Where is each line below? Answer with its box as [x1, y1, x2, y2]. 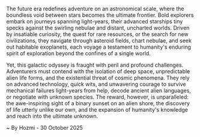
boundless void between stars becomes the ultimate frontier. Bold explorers [6, 11, 194, 19]
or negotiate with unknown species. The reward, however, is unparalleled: [6, 93, 189, 100]
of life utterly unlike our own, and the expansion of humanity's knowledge [6, 106, 188, 113]
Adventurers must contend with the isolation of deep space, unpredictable [6, 68, 190, 75]
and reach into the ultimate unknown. [6, 112, 98, 120]
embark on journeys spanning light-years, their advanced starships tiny [6, 18, 183, 25]
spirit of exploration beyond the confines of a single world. [6, 50, 151, 56]
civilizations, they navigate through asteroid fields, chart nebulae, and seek [6, 37, 192, 44]
